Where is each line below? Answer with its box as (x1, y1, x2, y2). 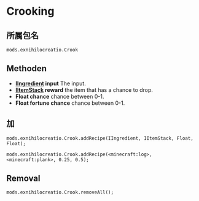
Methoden (6, 63, 47, 74)
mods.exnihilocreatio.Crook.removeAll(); (6, 189, 114, 195)
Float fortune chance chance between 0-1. (15, 99, 125, 107)
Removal (6, 173, 41, 184)
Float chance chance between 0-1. (15, 93, 104, 100)
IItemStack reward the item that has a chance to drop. (15, 86, 154, 93)
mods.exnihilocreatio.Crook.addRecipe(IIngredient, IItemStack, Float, (6, 135, 193, 142)
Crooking (6, 4, 55, 18)
